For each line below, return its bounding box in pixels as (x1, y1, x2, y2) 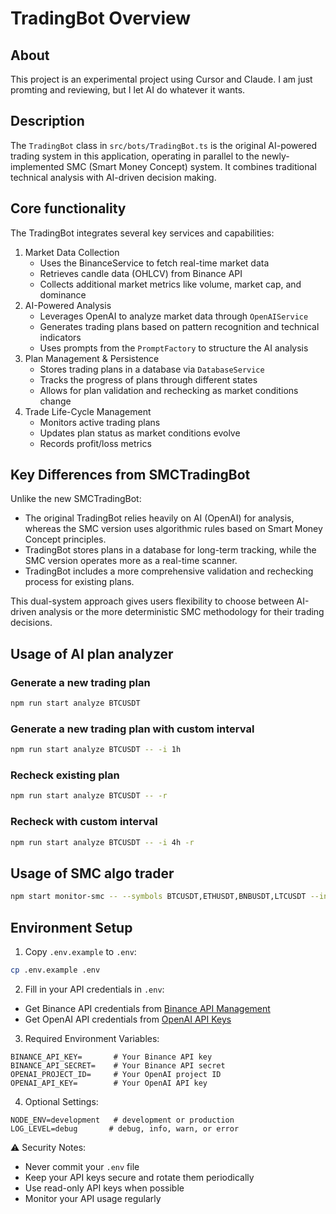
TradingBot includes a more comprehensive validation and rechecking (24, 565, 314, 577)
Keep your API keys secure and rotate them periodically (24, 1171, 255, 1183)
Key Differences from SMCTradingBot (10, 467, 251, 484)
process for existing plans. (24, 576, 135, 588)
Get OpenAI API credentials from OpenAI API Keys (24, 1013, 232, 1025)
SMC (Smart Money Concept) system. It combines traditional (66, 160, 317, 172)
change (39, 395, 72, 407)
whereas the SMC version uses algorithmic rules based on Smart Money (24, 523, 323, 535)
